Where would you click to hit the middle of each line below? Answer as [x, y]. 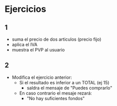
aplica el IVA [25, 45]
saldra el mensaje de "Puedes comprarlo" [69, 88]
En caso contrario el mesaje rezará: [56, 93]
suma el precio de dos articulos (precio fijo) [57, 39]
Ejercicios [25, 9]
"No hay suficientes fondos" [56, 98]
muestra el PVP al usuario [38, 50]
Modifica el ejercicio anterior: [42, 77]
